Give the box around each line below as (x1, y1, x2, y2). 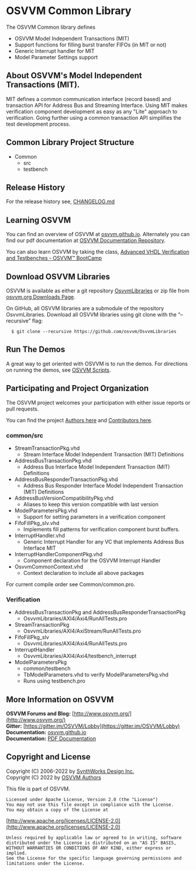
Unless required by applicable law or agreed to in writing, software (6, 835, 182, 840)
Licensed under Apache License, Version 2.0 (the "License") (6, 796, 159, 802)
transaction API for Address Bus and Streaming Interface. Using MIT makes (6, 102, 188, 109)
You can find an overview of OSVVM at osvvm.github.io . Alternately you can (6, 231, 190, 238)
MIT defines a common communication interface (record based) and (6, 95, 171, 102)
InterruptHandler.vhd (14, 532, 66, 539)
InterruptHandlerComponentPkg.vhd (14, 550, 103, 557)
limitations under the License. (6, 860, 85, 866)
